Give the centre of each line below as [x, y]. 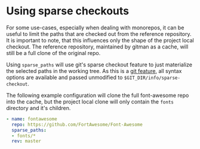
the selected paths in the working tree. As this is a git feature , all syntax [94, 71]
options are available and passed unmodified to [64, 77]
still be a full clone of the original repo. [53, 53]
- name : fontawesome [32, 119]
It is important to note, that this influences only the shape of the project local [100, 40]
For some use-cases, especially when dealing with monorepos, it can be [95, 28]
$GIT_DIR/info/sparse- [152, 78]
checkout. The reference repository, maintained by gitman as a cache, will [97, 47]
